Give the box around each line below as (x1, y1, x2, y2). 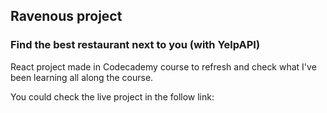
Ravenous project (10, 8, 123, 25)
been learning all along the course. (10, 71, 154, 83)
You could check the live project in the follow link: (10, 90, 215, 103)
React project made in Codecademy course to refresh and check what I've (10, 60, 317, 73)
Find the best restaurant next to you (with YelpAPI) (10, 38, 261, 52)
